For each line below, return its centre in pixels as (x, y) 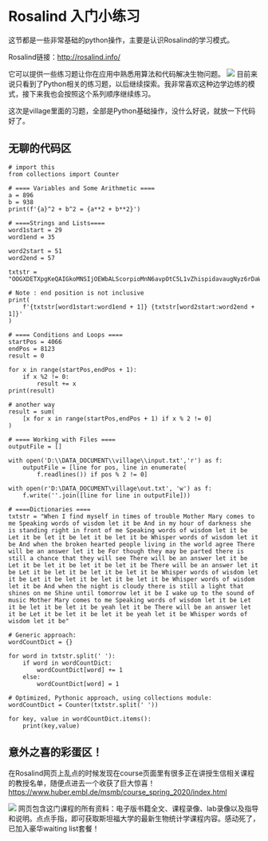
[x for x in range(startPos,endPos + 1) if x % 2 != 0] (118, 419)
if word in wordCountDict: (67, 663)
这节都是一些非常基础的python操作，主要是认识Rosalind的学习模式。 (121, 40)
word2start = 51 (35, 251)
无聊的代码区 (40, 148)
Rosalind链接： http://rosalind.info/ (65, 57)
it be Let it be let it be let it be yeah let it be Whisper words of (128, 614)
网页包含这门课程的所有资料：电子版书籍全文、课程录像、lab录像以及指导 (138, 808)
